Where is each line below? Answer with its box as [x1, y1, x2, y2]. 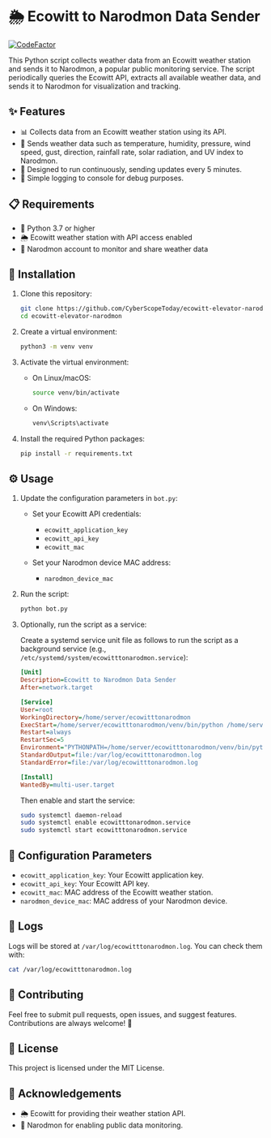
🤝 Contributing [8, 988, 84, 1002]
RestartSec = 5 [19, 736, 65, 744]
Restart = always [19, 728, 72, 736]
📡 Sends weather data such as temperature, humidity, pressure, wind [19, 138, 251, 148]
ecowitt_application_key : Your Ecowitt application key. [19, 870, 205, 880]
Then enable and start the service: [19, 795, 135, 805]
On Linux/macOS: [32, 373, 91, 382]
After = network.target [19, 683, 93, 692]
